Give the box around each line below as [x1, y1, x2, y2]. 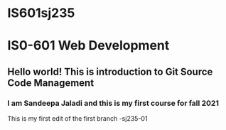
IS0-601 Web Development [7, 38, 170, 54]
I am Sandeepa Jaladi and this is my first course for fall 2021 [7, 98, 219, 108]
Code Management [7, 77, 95, 89]
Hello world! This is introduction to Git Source [7, 65, 213, 77]
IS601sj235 [7, 5, 75, 21]
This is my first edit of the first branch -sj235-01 [7, 114, 148, 123]
